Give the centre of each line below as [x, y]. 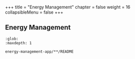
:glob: [12, 39]
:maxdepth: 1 [18, 43]
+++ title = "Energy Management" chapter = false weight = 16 [68, 7]
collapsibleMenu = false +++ [34, 12]
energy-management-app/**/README [39, 51]
